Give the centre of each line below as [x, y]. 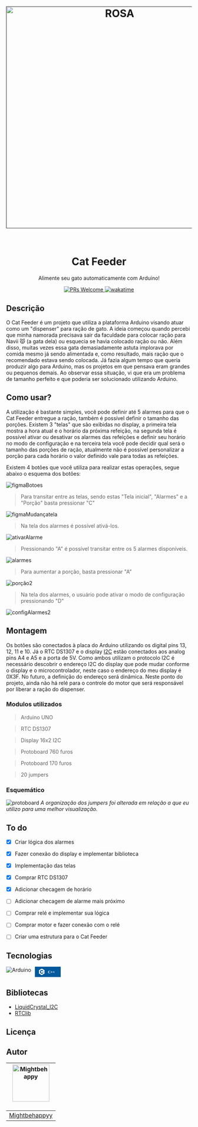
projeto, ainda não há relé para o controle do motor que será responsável [95, 683]
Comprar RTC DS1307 [41, 877]
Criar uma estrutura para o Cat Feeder [61, 937]
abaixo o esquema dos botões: [44, 473]
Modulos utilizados [34, 705]
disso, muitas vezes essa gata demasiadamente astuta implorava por [90, 347]
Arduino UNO [37, 717]
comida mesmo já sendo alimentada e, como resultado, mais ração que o [95, 354]
